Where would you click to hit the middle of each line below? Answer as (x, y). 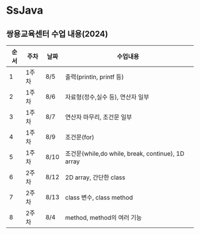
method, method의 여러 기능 (104, 218)
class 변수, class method (99, 197)
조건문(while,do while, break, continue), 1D (125, 154)
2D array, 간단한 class (95, 177)
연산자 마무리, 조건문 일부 (99, 117)
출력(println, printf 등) (95, 77)
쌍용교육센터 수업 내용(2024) (57, 34)
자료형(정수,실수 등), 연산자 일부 (107, 97)
